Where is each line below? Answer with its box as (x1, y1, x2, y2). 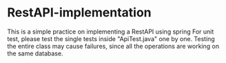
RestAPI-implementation (7, 5, 152, 21)
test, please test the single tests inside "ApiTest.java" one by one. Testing (7, 34, 215, 42)
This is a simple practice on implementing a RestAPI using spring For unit (7, 27, 214, 36)
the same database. (7, 49, 63, 58)
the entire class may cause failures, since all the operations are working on (7, 42, 219, 50)
